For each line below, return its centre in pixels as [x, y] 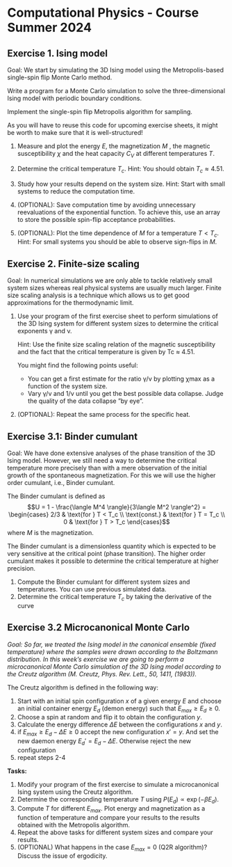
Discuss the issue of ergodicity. [62, 856]
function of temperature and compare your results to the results [108, 817]
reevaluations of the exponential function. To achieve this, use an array [119, 212]
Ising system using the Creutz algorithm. [75, 792]
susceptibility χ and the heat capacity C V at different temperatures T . [116, 154]
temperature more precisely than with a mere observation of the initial [107, 468]
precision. [22, 568]
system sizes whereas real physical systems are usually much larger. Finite [115, 288]
